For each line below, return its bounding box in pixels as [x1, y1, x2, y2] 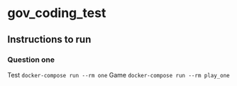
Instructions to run [7, 33, 92, 45]
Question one [7, 55, 55, 65]
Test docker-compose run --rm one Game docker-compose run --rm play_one [7, 70, 231, 79]
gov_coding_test [7, 5, 106, 21]
